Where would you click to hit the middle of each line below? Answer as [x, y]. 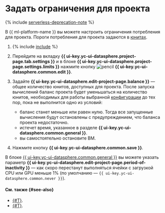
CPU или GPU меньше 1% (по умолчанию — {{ [54, 173]
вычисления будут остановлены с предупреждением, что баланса [90, 117]
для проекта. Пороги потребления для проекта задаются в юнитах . [76, 37]
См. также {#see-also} [30, 189]
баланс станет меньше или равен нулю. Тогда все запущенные [86, 112]
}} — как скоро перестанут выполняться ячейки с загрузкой [90, 168]
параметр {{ [18, 162]
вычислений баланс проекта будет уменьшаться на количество [80, 92]
